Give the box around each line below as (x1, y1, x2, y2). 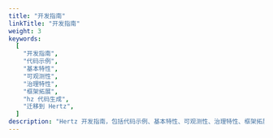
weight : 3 (8, 27, 42, 35)
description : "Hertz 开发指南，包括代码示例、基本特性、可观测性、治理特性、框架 (8, 118, 258, 126)
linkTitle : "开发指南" (8, 19, 80, 28)
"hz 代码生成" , (23, 95, 70, 103)
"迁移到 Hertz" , (23, 102, 75, 110)
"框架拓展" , (23, 87, 58, 96)
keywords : (8, 34, 42, 43)
